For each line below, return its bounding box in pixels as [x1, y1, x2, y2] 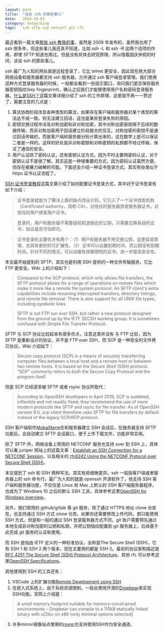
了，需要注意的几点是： [5, 99, 52, 105]
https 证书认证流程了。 [12, 170, 59, 176]
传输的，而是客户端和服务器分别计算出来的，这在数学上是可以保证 [25, 134, 158, 140]
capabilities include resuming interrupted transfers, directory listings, [17, 291, 157, 297]
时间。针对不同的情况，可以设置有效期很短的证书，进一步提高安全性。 [17, 249, 159, 255]
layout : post [5, 7, 32, 12]
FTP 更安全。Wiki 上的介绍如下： [5, 265, 72, 271]
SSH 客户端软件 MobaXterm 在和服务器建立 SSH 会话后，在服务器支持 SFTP [5, 424, 157, 431]
